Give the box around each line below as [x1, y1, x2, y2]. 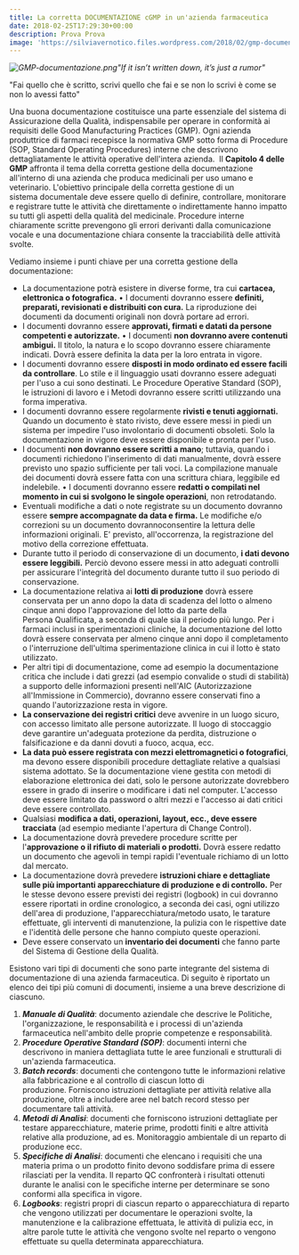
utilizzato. [21, 652, 59, 663]
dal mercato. [21, 861, 69, 872]
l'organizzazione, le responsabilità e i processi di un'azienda [21, 1018, 243, 1029]
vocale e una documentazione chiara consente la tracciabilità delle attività [9, 229, 281, 241]
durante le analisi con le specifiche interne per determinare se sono [21, 1179, 270, 1190]
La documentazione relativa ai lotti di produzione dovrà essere [21, 586, 254, 597]
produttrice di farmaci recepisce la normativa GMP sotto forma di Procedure [9, 135, 288, 145]
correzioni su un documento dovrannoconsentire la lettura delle [21, 520, 255, 530]
